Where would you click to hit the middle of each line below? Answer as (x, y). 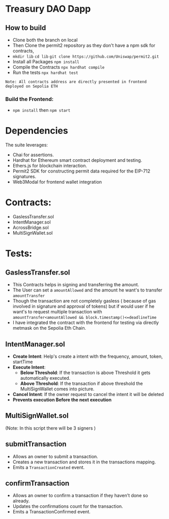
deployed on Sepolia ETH (32, 86)
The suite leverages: (27, 145)
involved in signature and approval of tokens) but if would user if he (83, 306)
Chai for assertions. (33, 155)
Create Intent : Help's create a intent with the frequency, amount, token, (88, 356)
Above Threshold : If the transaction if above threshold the (81, 383)
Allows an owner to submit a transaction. (55, 456)
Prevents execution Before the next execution (62, 400)
